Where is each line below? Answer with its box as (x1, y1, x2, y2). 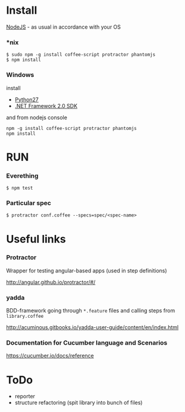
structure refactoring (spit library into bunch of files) (14, 399, 143, 406)
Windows (6, 71, 35, 79)
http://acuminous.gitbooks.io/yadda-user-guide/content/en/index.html (6, 324, 179, 331)
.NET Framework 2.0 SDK (14, 102, 78, 109)
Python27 (14, 96, 39, 103)
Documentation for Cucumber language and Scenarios (6, 339, 168, 347)
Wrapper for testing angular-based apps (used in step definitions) (6, 267, 168, 274)
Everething (6, 171, 39, 179)
